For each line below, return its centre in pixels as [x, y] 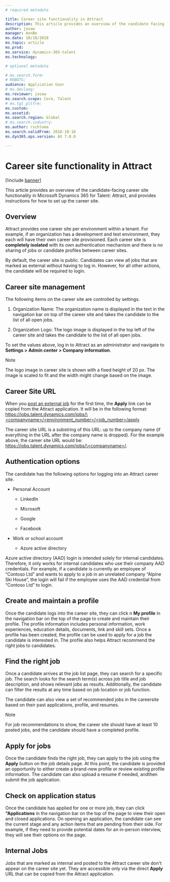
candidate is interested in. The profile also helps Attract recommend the [80, 640]
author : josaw [20, 28]
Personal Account [31, 489]
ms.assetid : [18, 113]
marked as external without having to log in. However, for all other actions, [83, 266]
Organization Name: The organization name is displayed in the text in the [89, 309]
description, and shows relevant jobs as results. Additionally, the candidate [83, 684]
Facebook [31, 528]
